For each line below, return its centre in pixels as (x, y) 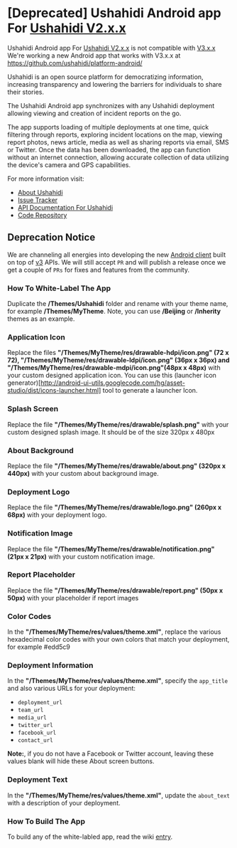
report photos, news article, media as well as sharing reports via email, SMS (118, 142)
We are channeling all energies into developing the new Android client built (117, 255)
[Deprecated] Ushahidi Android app (114, 13)
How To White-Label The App (59, 288)
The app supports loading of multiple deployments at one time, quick (108, 127)
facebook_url (37, 733)
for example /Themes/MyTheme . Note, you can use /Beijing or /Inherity (114, 312)
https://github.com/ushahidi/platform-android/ (75, 63)
